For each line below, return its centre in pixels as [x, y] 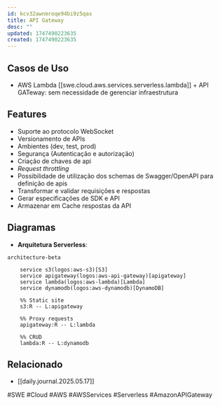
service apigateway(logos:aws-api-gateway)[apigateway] [103, 276]
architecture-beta [34, 257]
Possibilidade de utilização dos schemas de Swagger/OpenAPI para [115, 176]
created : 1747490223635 [42, 40]
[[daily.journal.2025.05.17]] [56, 381]
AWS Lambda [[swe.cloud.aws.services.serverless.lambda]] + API [113, 85]
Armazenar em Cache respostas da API [74, 205]
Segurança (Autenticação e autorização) [76, 153]
